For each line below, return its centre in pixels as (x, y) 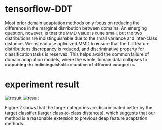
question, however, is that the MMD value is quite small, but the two (74, 33)
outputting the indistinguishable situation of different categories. (70, 65)
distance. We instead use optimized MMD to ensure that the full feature (77, 43)
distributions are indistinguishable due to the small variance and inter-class (81, 38)
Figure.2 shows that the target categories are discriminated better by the (79, 107)
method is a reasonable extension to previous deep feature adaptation (76, 118)
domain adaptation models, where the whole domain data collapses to (76, 59)
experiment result (42, 84)
